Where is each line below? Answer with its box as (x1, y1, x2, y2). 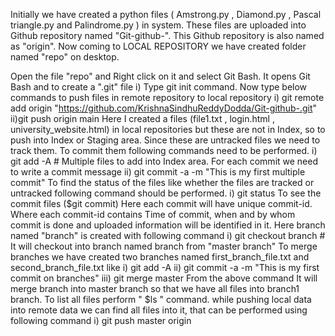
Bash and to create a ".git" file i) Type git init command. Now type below (10, 81, 308, 93)
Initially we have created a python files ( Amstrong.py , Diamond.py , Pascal (10, 9, 322, 20)
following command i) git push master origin (10, 315, 192, 326)
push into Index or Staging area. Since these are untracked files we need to (10, 134, 321, 146)
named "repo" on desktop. (10, 51, 120, 63)
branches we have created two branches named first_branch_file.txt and (10, 251, 310, 263)
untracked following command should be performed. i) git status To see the (10, 187, 322, 199)
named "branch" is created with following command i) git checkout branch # (10, 230, 326, 241)
